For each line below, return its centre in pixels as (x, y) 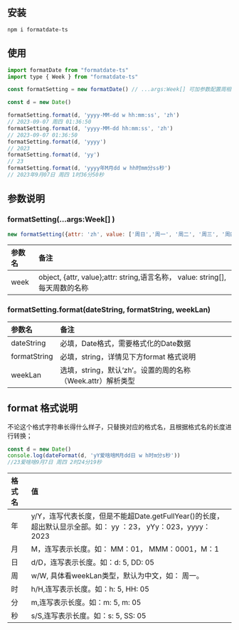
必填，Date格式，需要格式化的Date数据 (126, 343)
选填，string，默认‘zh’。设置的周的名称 (125, 370)
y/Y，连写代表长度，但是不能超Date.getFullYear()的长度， (127, 516)
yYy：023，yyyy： (179, 527)
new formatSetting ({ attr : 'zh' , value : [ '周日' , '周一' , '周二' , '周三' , (113, 234)
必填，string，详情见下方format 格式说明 (128, 357)
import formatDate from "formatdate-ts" (68, 70)
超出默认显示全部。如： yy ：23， (88, 527)
